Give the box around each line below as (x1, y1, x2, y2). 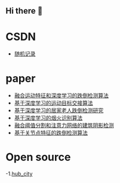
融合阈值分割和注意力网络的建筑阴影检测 (14, 122, 114, 129)
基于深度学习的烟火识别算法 (14, 114, 83, 122)
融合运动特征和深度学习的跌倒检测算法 (14, 92, 109, 99)
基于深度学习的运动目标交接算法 (14, 100, 93, 107)
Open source (5, 150, 71, 164)
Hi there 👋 (5, 6, 43, 16)
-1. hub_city (5, 170, 33, 178)
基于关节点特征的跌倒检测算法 (14, 129, 88, 137)
